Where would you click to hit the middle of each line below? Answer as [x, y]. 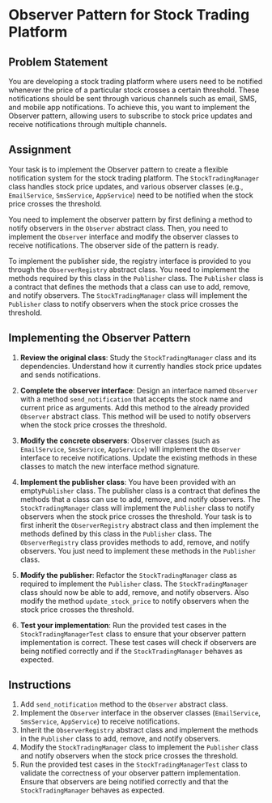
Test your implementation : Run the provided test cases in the [123, 625]
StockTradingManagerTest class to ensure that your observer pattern [133, 634]
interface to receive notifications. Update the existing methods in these [138, 457]
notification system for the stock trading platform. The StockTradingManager [134, 178]
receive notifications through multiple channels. [88, 124]
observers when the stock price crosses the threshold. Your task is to [136, 516]
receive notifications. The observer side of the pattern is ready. [114, 245]
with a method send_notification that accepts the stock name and [131, 399]
